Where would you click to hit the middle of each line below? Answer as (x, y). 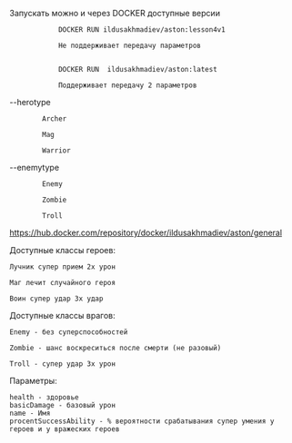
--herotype (30, 102)
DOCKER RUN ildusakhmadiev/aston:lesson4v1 (141, 30)
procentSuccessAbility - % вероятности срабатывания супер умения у (142, 421)
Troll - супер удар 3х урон (63, 364)
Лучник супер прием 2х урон (63, 267)
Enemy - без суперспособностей (69, 332)
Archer (55, 119)
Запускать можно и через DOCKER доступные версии (115, 13)
